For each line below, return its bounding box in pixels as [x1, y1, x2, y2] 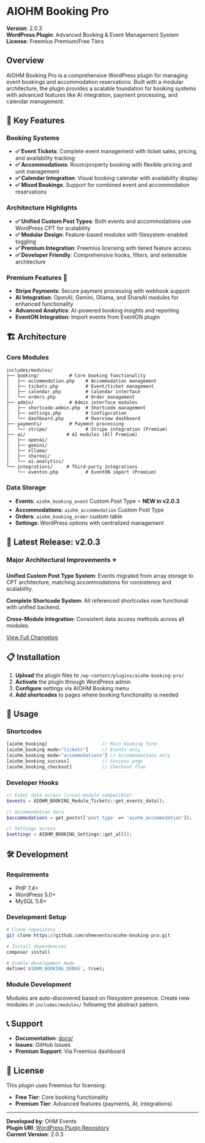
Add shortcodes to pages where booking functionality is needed [15, 691, 179, 698]
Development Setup [6, 913, 67, 921]
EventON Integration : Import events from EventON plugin [15, 314, 160, 321]
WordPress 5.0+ [15, 891, 56, 898]
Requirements [6, 870, 49, 879]
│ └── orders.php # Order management [6, 394, 135, 400]
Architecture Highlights [6, 203, 77, 212]
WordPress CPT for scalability [15, 224, 91, 232]
